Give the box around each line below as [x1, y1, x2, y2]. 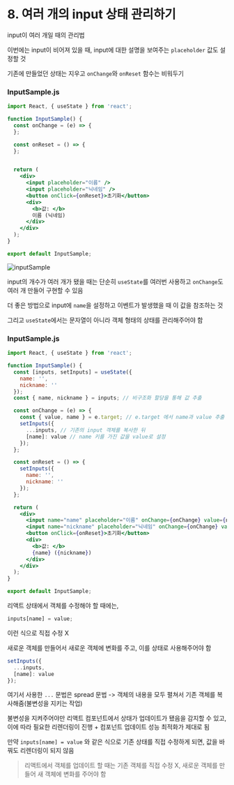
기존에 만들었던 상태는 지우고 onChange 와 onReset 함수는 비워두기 [7, 69, 185, 78]
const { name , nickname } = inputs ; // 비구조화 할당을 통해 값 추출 [13, 395, 202, 402]
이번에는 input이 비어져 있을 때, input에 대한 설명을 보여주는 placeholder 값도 [7, 45, 219, 54]
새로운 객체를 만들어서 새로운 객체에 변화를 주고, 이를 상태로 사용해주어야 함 [7, 643, 212, 652]
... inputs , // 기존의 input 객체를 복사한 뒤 [25, 427, 146, 434]
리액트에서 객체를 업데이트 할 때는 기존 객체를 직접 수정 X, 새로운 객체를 [24, 761, 218, 770]
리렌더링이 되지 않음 [19, 747, 75, 755]
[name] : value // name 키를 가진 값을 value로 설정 [25, 433, 166, 440]
